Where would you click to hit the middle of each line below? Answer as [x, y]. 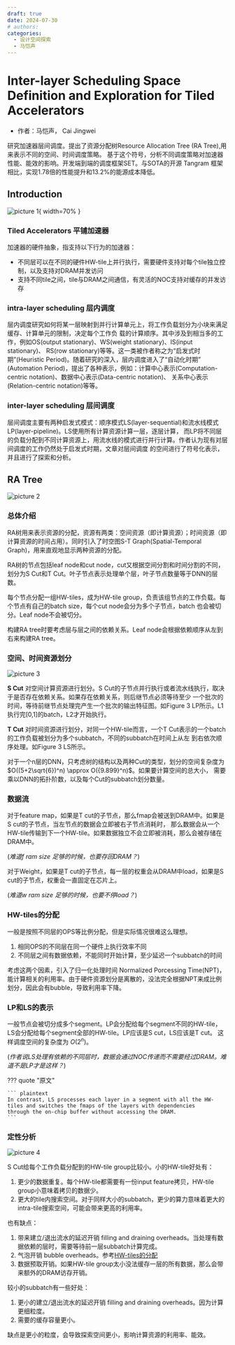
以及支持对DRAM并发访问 [66, 271]
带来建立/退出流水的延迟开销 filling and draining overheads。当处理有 [117, 1237]
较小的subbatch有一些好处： [48, 1287]
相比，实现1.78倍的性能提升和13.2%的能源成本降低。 [83, 171]
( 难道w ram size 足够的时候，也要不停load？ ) [72, 895]
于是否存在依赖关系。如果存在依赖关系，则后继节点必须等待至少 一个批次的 [115, 697]
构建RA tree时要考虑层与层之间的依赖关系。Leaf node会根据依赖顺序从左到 [115, 629]
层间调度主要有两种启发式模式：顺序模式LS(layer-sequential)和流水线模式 [113, 422]
